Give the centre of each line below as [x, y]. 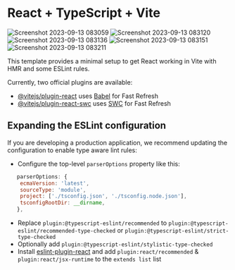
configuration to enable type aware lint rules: [72, 150]
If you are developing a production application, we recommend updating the [117, 142]
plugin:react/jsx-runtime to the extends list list [89, 259]
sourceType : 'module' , [53, 190]
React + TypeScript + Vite [84, 13]
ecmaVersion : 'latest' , [55, 183]
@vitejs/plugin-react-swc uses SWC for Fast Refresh [94, 103]
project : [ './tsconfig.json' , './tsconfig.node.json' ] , [104, 196]
